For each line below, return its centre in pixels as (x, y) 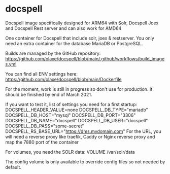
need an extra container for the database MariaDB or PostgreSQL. (74, 43)
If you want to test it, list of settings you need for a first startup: (71, 104)
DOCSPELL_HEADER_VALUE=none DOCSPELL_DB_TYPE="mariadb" (77, 110)
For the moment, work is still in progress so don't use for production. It (79, 89)
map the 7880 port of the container (42, 142)
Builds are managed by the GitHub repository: (53, 53)
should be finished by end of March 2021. (49, 94)
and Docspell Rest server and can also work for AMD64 (63, 28)
